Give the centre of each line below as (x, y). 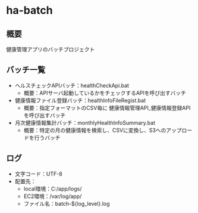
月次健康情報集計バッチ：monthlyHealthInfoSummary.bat (85, 122)
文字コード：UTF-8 (38, 174)
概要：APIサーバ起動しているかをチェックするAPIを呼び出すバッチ (105, 92)
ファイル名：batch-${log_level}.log (67, 203)
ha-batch (29, 10)
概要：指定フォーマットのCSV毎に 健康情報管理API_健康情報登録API (107, 107)
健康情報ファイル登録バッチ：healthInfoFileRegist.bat (80, 100)
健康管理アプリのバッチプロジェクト (51, 49)
